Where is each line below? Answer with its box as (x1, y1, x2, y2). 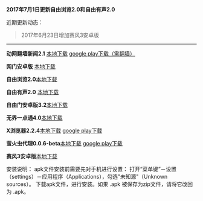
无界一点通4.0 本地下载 (6, 114, 63, 121)
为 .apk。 (6, 188, 30, 195)
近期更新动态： (6, 19, 43, 26)
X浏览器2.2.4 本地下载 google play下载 (6, 127, 103, 134)
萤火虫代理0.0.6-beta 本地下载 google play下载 (6, 140, 123, 147)
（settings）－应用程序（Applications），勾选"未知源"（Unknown (6, 173, 168, 180)
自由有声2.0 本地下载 (6, 89, 59, 95)
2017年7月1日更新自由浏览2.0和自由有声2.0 (6, 6, 115, 13)
